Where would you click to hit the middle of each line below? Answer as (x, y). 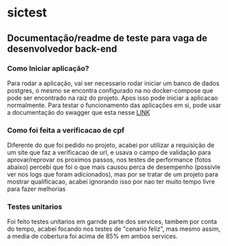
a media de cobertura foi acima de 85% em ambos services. (92, 236)
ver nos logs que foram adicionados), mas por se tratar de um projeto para (113, 175)
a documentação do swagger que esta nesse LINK (79, 112)
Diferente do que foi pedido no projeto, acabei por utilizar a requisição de (111, 145)
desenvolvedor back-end (62, 48)
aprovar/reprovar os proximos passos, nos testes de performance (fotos (109, 160)
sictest (27, 13)
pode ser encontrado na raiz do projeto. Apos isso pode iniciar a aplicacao (113, 98)
